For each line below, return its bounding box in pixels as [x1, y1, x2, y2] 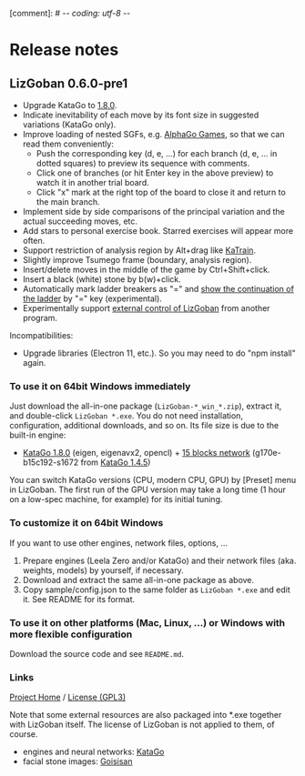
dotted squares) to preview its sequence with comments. [36, 158, 250, 168]
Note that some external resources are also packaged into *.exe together [9, 710, 282, 721]
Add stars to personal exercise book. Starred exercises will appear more [22, 226, 294, 236]
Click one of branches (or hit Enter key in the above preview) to [36, 167, 274, 178]
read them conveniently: [22, 138, 114, 149]
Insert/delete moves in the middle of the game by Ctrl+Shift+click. [22, 264, 270, 275]
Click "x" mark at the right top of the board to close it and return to [36, 186, 287, 197]
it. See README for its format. [22, 593, 136, 604]
